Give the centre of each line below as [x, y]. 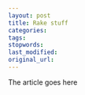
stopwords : [26, 45]
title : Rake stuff [38, 23]
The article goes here [43, 82]
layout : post [30, 15]
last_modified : [33, 52]
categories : [28, 30]
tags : [17, 38]
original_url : [31, 60]
